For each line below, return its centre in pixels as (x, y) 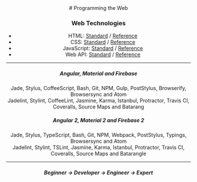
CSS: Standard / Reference (103, 42)
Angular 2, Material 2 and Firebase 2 (98, 120)
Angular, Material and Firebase (98, 73)
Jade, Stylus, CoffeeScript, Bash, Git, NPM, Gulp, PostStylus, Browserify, (98, 88)
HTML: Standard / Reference (103, 36)
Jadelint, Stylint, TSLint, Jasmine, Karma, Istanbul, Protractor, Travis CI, (98, 147)
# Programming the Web (98, 8)
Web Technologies (98, 23)
